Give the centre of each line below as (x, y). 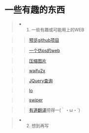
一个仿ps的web (44, 50)
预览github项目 (44, 40)
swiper (36, 100)
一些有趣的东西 (35, 10)
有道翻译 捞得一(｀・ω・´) (55, 110)
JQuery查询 (41, 81)
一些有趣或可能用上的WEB (58, 29)
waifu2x (37, 70)
